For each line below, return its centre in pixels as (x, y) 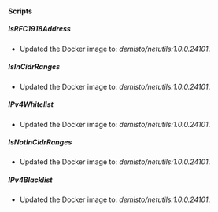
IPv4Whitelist (31, 104)
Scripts (20, 11)
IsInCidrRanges (34, 67)
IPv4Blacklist (30, 180)
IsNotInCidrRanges (40, 142)
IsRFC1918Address (39, 29)
